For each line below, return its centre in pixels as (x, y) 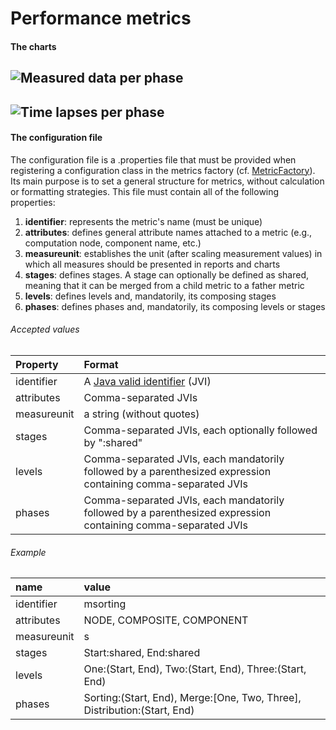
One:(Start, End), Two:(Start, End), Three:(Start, (195, 669)
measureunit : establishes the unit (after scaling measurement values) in (173, 253)
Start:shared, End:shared (142, 653)
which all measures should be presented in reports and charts (152, 264)
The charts (33, 46)
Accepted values (45, 329)
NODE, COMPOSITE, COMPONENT (166, 620)
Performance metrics (101, 18)
